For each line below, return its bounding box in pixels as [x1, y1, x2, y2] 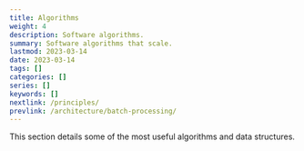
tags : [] [9, 65, 43, 74]
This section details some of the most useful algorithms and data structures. [9, 131, 296, 142]
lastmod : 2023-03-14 [9, 47, 88, 56]
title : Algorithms [9, 13, 79, 23]
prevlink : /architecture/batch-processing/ [9, 106, 177, 116]
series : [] [9, 81, 51, 90]
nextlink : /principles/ [9, 97, 100, 107]
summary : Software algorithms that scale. [9, 38, 173, 48]
